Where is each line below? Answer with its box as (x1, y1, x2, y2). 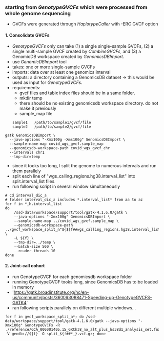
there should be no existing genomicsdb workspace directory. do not (19, 100, 159, 106)
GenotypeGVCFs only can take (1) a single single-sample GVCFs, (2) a (12, 43, 154, 49)
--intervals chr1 (9, 150, 45, 155)
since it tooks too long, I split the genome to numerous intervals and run (12, 162, 157, 168)
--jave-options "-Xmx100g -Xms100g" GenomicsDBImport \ (9, 137, 125, 142)
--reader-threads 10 (14, 248, 56, 253)
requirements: (12, 84, 41, 90)
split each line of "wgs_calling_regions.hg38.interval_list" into (12, 173, 136, 179)
